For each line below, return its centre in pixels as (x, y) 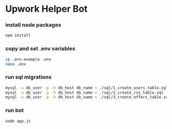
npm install (18, 36)
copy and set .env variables (40, 49)
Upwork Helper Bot (47, 9)
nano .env (16, 64)
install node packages (33, 25)
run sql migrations (29, 77)
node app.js (18, 121)
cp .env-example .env (28, 59)
